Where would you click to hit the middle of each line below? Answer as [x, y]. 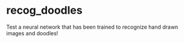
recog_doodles [44, 10]
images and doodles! [32, 33]
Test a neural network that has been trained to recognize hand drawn [92, 27]
